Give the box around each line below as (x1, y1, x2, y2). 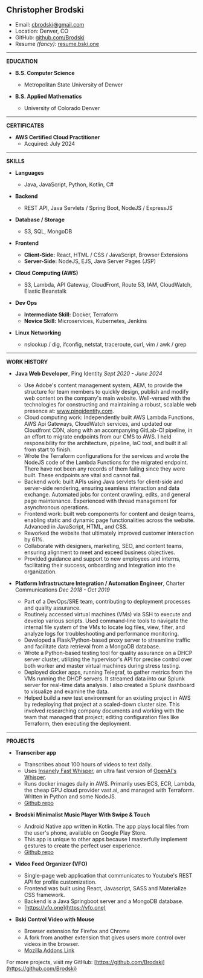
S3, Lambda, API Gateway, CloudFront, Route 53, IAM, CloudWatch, (24, 281, 192, 288)
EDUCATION (6, 57, 38, 65)
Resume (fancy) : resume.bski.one (14, 40, 100, 47)
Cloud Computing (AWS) (14, 269, 79, 276)
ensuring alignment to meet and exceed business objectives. (24, 549, 175, 556)
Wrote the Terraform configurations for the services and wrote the (24, 452, 189, 459)
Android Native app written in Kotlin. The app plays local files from (24, 823, 189, 830)
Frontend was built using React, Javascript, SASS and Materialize (24, 884, 187, 892)
